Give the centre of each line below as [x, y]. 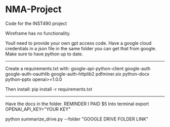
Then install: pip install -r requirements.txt [49, 89]
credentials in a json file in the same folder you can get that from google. [81, 48]
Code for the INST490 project [36, 23]
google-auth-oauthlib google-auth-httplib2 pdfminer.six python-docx [77, 74]
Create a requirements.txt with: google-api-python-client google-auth [78, 68]
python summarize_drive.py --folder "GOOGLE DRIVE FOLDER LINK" [77, 119]
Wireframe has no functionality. [38, 33]
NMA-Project [33, 9]
